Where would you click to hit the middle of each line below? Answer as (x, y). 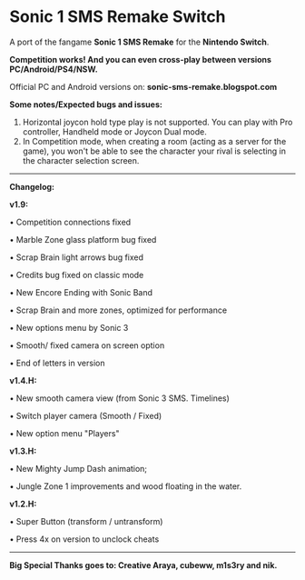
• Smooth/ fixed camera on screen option (87, 345)
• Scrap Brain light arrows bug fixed (76, 257)
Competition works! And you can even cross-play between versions (141, 59)
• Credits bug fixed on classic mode (77, 275)
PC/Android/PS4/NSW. (54, 69)
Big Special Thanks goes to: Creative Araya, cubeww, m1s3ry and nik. (143, 565)
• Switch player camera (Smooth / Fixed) (86, 415)
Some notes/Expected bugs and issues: (86, 104)
